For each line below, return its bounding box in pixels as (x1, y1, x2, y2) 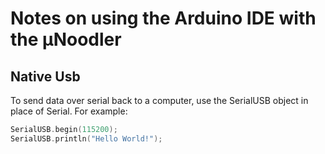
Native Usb (10, 68, 81, 85)
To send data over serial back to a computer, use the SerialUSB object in (10, 95, 309, 106)
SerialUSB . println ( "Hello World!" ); (10, 133, 163, 144)
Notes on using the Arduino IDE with (10, 7, 317, 30)
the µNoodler (10, 28, 122, 51)
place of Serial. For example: (10, 105, 128, 117)
